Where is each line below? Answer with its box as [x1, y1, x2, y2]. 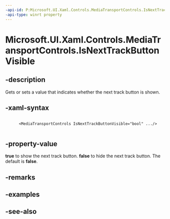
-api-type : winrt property [5, 12, 62, 17]
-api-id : [5, 7, 24, 13]
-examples [5, 190, 40, 199]
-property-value [5, 140, 58, 148]
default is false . [5, 158, 38, 164]
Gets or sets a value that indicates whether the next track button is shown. [5, 89, 160, 95]
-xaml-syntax [5, 103, 50, 112]
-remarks [5, 173, 35, 182]
